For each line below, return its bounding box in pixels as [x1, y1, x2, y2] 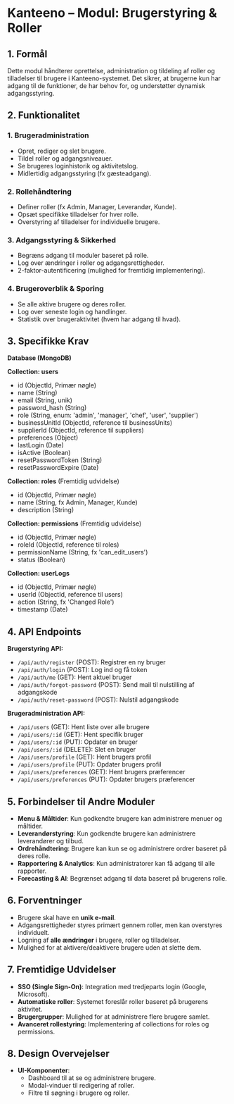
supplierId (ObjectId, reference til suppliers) [17, 426, 144, 435]
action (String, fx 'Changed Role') [17, 597, 115, 607]
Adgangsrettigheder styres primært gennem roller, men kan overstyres [17, 921, 223, 929]
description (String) [17, 506, 74, 514]
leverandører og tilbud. [17, 837, 84, 845]
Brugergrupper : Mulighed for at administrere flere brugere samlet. [17, 1012, 210, 1021]
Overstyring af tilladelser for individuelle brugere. [17, 217, 160, 226]
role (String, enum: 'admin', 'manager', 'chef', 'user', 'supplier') [17, 411, 199, 420]
